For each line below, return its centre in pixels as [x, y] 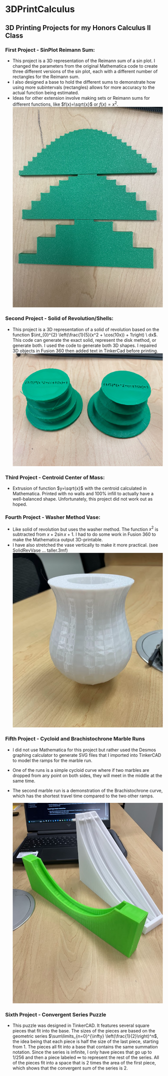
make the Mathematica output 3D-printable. [58, 540]
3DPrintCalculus [40, 9]
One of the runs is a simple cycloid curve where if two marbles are [81, 770]
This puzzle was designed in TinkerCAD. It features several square [81, 1025]
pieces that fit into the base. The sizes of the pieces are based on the [84, 1031]
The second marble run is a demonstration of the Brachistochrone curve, [87, 790]
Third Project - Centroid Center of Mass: [55, 477]
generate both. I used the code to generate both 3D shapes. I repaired [84, 345]
